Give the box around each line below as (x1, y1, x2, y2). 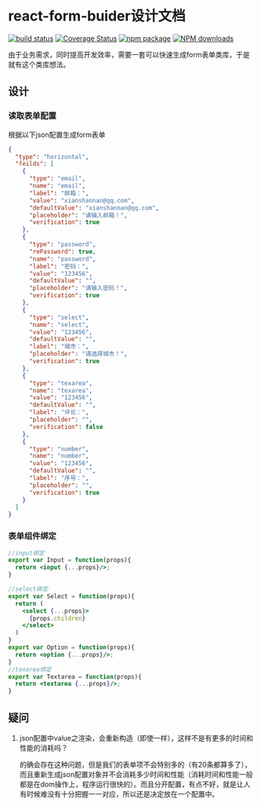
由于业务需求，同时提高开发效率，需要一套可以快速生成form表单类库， (8, 49, 237, 59)
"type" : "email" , (28, 174, 86, 183)
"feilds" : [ (15, 160, 55, 168)
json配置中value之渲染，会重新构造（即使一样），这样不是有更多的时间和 (19, 733, 253, 742)
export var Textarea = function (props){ (8, 672, 143, 680)
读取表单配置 (8, 111, 57, 122)
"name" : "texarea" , (28, 387, 92, 394)
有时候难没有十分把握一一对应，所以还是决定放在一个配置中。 (19, 789, 219, 798)
